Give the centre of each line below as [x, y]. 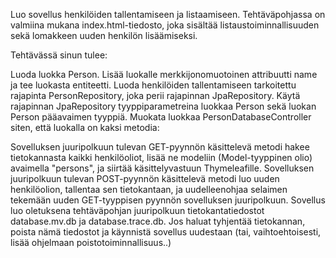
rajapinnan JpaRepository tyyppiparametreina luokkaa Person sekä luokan [163, 106]
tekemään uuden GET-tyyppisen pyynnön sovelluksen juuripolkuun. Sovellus [168, 200]
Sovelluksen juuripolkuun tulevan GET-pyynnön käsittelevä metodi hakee [160, 147]
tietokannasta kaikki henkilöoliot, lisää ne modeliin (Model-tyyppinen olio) [161, 157]
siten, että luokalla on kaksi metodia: [85, 127]
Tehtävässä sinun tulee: [59, 55]
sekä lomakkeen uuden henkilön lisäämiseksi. [104, 35]
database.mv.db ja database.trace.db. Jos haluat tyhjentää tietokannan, [158, 221]
